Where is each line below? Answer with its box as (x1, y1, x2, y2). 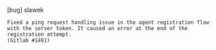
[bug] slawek (7, 6, 44, 14)
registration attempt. (7, 31, 72, 38)
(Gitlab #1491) (7, 37, 51, 44)
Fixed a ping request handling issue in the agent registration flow (7, 19, 210, 26)
